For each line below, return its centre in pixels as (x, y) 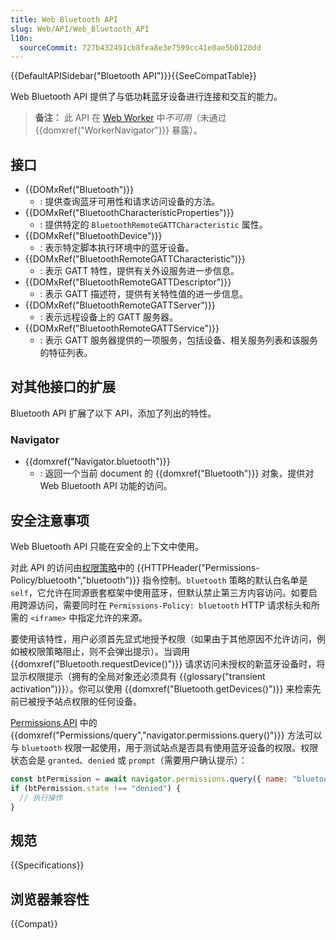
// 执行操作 (41, 797)
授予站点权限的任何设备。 (89, 701)
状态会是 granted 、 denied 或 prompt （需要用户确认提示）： (129, 760)
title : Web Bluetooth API (64, 19)
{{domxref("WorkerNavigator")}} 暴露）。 (118, 130)
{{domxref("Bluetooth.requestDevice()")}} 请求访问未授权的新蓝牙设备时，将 (168, 663)
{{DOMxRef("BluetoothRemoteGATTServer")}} (120, 305)
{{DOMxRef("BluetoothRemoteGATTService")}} (122, 328)
